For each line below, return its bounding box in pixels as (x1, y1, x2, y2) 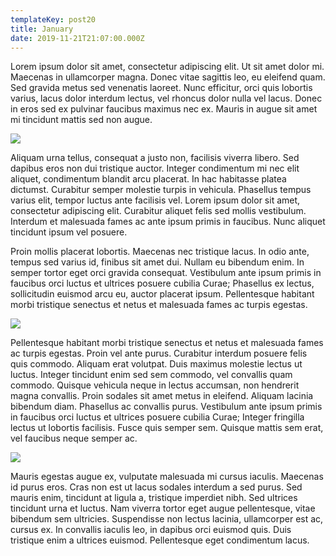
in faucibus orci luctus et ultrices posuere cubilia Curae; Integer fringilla (10, 411, 305, 423)
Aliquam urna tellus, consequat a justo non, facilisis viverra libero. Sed (10, 152, 300, 164)
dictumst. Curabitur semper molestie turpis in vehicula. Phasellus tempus (10, 184, 312, 196)
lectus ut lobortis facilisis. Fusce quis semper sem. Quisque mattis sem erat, (10, 422, 324, 434)
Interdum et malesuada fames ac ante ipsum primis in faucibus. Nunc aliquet (10, 216, 326, 228)
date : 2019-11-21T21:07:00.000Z (10, 33, 145, 43)
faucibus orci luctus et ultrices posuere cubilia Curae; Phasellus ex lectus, (10, 277, 315, 290)
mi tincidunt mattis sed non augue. (10, 114, 153, 126)
